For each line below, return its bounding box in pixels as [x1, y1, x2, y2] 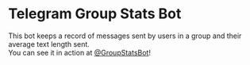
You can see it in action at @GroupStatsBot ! [8, 48, 151, 57]
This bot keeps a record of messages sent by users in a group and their [8, 31, 242, 40]
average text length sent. [8, 39, 90, 48]
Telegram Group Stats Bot [8, 5, 182, 23]
